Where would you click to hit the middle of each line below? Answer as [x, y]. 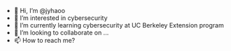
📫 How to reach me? [44, 40]
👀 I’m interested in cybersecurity [61, 18]
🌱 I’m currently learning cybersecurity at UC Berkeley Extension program [119, 25]
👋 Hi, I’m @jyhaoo [39, 11]
